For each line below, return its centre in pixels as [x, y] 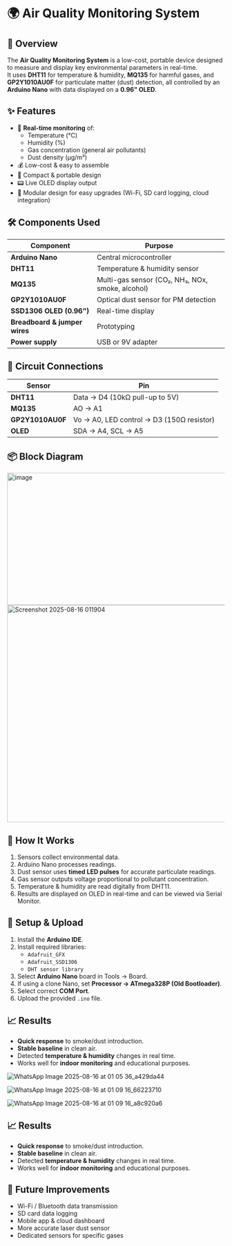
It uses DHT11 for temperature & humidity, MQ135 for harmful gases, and [110, 75]
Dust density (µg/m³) [57, 157]
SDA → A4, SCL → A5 [108, 431]
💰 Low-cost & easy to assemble [63, 165]
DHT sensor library [56, 969]
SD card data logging [47, 1214]
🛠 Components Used [54, 223]
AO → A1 [88, 408]
